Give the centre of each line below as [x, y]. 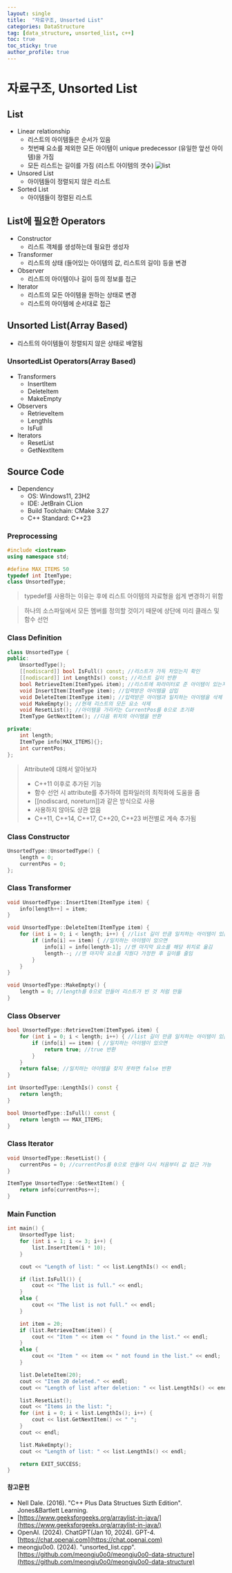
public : [18, 658]
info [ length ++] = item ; [54, 909]
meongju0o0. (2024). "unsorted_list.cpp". [76, 1547]
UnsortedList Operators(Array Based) [71, 361]
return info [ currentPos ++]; [60, 1190]
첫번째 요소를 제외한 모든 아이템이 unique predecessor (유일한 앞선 [119, 148]
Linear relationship [43, 131]
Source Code [36, 472]
